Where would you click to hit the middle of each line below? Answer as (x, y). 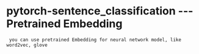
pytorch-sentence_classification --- (100, 11)
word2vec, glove (27, 45)
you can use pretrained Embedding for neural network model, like (95, 40)
